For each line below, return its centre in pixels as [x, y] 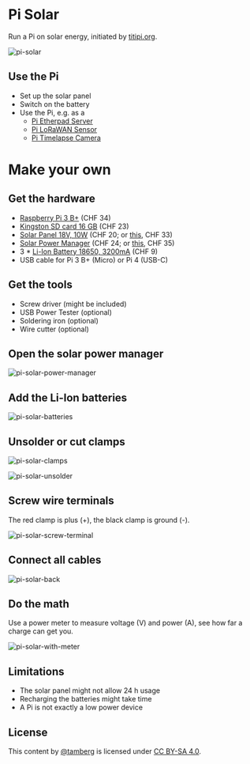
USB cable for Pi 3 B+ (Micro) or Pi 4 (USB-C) [93, 259]
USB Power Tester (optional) [66, 312]
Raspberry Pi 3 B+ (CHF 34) [65, 217]
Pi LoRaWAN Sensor [64, 129]
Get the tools [40, 285]
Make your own [60, 170]
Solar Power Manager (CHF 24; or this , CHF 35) [97, 243]
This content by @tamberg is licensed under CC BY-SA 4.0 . [105, 751]
